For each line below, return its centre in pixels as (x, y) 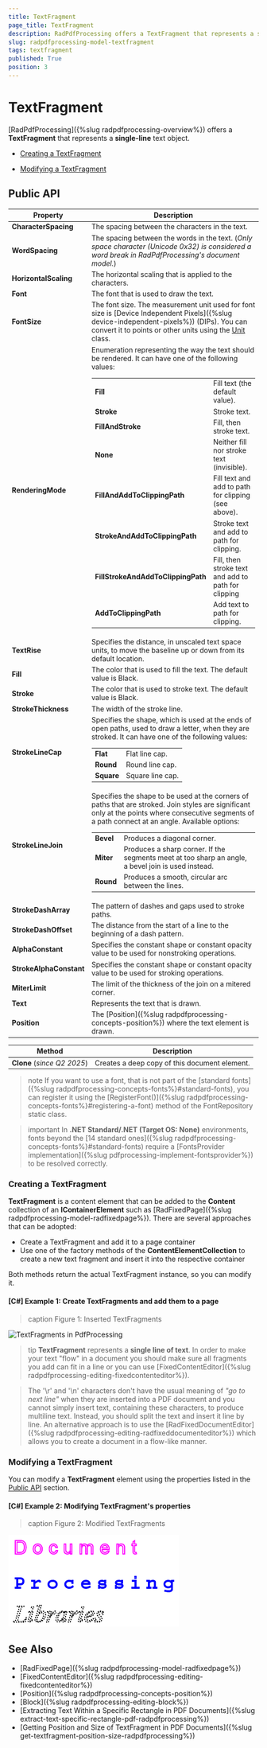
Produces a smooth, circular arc (176, 877)
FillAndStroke (118, 426)
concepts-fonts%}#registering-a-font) (91, 1106)
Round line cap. (151, 765)
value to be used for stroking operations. (157, 973)
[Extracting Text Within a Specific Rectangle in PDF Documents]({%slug (137, 1710)
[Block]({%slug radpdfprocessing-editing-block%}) (104, 1702)
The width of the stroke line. (137, 709)
